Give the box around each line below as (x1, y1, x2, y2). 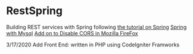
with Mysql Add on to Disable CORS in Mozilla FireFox (6, 29, 138, 36)
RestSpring (6, 4, 63, 18)
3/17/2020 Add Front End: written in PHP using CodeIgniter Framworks (6, 41, 180, 48)
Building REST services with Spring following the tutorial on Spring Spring (6, 23, 187, 31)
